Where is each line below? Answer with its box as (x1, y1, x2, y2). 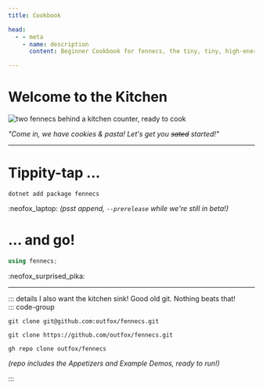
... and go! (8, 231, 76, 249)
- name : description (22, 40, 89, 48)
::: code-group (8, 302, 55, 311)
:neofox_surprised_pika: (8, 271, 85, 281)
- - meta (15, 33, 44, 41)
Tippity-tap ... (8, 164, 100, 182)
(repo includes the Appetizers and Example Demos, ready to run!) (8, 358, 221, 368)
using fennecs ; (8, 256, 58, 265)
